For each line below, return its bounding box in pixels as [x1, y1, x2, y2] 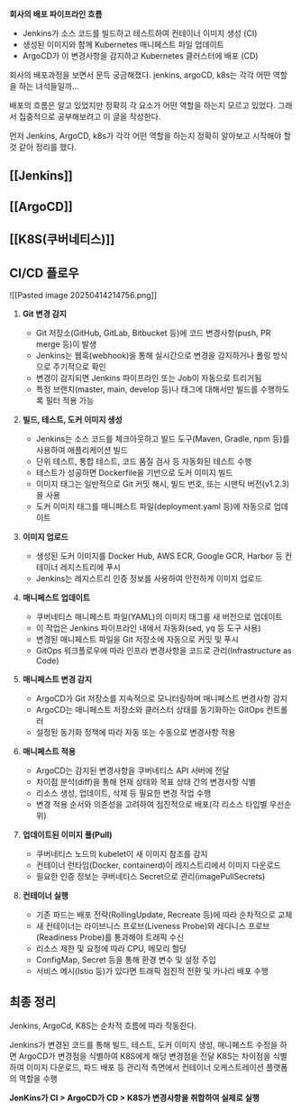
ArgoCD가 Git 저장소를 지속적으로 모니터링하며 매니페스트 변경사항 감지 [35, 693, 288, 704]
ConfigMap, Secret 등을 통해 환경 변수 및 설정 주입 [35, 954, 216, 965]
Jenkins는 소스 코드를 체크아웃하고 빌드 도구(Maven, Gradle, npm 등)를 [35, 433, 290, 444]
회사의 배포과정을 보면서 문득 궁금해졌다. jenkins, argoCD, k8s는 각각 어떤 [9, 69, 271, 80]
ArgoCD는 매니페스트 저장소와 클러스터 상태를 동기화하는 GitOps [35, 704, 264, 715]
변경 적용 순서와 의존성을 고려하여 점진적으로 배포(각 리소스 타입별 [35, 798, 268, 809]
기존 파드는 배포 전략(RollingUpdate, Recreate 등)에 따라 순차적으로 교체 [35, 909, 293, 920]
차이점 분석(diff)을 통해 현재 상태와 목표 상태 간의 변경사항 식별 [35, 776, 257, 787]
